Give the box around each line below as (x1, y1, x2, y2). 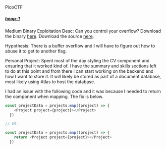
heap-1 (5, 15, 20, 21)
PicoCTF (5, 4, 23, 10)
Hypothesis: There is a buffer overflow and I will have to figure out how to (5, 43, 155, 49)
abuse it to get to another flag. (5, 48, 67, 54)
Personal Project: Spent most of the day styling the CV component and (5, 57, 150, 63)
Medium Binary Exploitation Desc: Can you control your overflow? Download (5, 28, 161, 34)
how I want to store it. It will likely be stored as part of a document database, (5, 73, 161, 79)
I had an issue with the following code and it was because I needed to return (5, 88, 161, 94)
